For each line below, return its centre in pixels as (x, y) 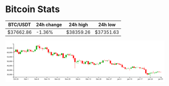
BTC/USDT (20, 25)
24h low (107, 25)
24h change (49, 25)
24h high (78, 25)
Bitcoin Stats (33, 9)
